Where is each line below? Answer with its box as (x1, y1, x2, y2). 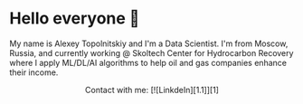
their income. (9, 67, 59, 78)
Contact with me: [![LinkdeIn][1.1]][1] (84, 84, 220, 95)
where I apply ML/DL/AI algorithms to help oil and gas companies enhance (9, 57, 288, 68)
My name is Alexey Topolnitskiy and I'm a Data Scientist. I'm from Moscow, (9, 38, 289, 49)
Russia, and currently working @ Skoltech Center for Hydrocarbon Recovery (9, 47, 294, 58)
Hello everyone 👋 (9, 8, 140, 29)
